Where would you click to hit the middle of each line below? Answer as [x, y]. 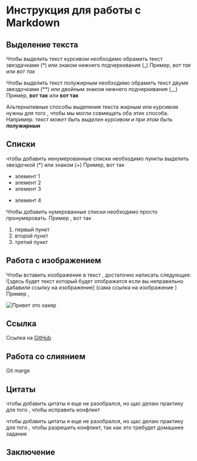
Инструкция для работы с [74, 10]
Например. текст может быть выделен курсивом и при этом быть [89, 119]
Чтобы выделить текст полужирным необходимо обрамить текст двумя [97, 83]
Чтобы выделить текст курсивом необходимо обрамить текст [85, 59]
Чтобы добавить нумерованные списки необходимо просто [82, 212]
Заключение [31, 452]
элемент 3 [28, 189]
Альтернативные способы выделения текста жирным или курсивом [92, 107]
